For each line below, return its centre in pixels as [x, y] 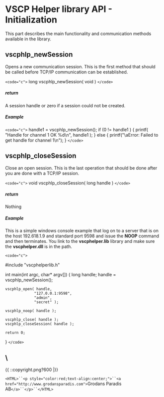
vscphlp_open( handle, [29, 289]
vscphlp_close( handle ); [32, 320]
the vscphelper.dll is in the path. [39, 247]
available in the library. [28, 39]
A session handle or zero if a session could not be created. [65, 105]
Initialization [31, 20]
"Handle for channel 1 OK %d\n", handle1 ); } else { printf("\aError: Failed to [82, 135]
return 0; [15, 333]
